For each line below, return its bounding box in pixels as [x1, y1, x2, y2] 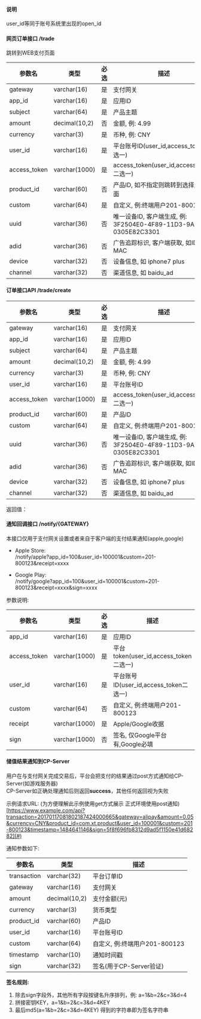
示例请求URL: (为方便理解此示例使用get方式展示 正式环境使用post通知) [6, 800, 180, 807]
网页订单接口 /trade [6, 35, 55, 42]
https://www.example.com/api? [8, 807, 86, 814]
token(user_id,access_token [112, 652, 192, 660]
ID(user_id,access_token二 [112, 681, 188, 689]
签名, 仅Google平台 [112, 731, 167, 739]
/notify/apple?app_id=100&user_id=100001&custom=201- [14, 553, 157, 561]
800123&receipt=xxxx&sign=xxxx [14, 584, 98, 591]
